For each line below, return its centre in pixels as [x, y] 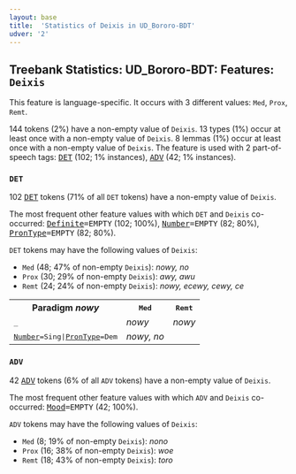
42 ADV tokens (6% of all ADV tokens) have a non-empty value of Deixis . [140, 380]
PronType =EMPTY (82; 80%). [63, 233]
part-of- [267, 148]
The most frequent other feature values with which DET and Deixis [129, 214]
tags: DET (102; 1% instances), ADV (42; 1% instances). [137, 157]
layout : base [33, 17]
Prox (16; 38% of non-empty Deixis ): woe [98, 450]
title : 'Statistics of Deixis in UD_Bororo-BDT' [102, 26]
